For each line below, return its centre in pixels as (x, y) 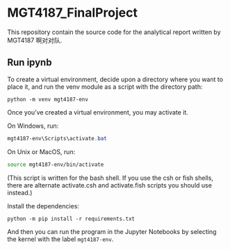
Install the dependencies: (43, 206)
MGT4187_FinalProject (72, 13)
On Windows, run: (33, 126)
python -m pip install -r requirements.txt (71, 219)
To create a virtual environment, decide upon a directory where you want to (115, 79)
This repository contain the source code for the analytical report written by (114, 32)
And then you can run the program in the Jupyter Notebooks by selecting (112, 231)
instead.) (20, 192)
